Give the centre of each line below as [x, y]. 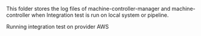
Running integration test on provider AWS [58, 27]
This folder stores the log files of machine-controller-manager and [88, 9]
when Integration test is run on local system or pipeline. [100, 15]
